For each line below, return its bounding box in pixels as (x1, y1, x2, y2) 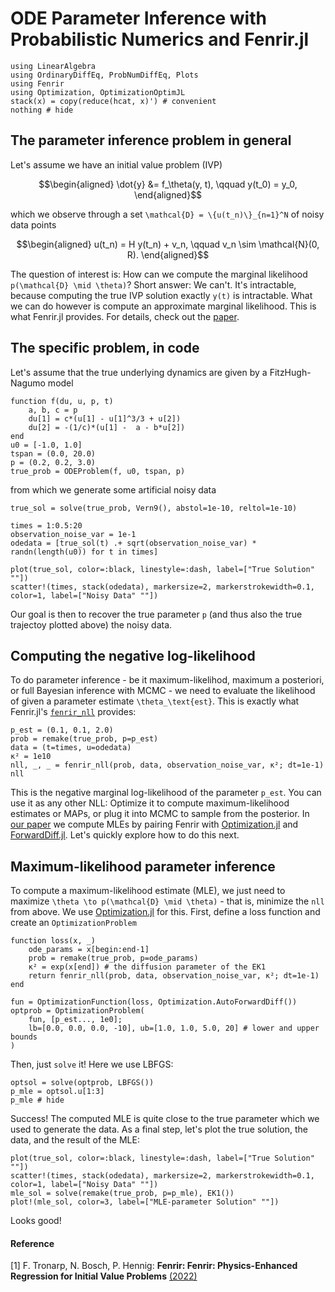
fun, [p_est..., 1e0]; (28, 1015, 123, 1025)
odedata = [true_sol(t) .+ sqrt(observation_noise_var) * (10, 538, 257, 548)
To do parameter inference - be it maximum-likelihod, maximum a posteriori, (10, 674, 325, 686)
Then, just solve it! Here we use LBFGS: (10, 1058, 174, 1071)
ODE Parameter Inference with (10, 7, 267, 30)
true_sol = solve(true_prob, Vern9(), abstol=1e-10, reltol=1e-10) (10, 503, 298, 513)
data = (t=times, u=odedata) (10, 743, 132, 753)
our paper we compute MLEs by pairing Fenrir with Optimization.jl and (10, 818, 299, 831)
